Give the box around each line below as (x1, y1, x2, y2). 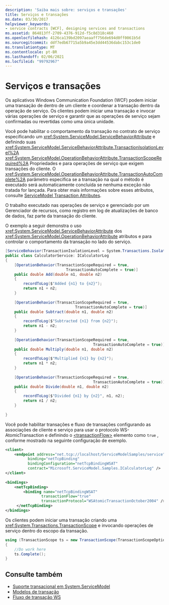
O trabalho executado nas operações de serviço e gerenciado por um (5, 202, 150, 208)
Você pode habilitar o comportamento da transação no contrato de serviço (5, 128, 160, 134)
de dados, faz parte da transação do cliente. (5, 213, 97, 219)
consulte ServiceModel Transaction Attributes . (5, 192, 102, 199)
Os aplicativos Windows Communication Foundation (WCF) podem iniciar (5, 97, 157, 103)
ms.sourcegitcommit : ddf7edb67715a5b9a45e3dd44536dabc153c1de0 (5, 40, 141, 45)
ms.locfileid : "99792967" (5, 59, 59, 64)
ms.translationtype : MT (5, 45, 55, 50)
